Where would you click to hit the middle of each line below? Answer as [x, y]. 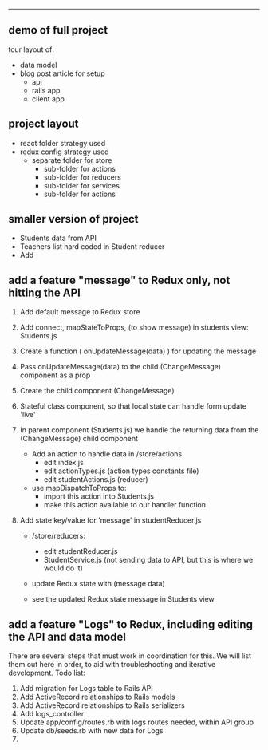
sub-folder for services [81, 185]
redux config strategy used [64, 152]
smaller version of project [73, 219]
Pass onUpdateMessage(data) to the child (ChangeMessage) [120, 367]
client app [48, 99]
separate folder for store [72, 160]
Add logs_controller [52, 714]
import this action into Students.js [99, 496]
